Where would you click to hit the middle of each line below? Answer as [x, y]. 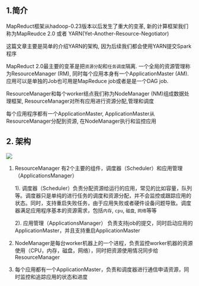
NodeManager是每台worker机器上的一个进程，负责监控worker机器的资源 [104, 243]
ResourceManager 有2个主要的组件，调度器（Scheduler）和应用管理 [99, 168]
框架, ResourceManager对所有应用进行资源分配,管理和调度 [82, 101]
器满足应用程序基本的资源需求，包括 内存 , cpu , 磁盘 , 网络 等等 [86, 210]
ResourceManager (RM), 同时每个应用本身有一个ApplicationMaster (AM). [100, 74]
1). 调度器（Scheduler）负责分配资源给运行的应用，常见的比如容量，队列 [103, 188]
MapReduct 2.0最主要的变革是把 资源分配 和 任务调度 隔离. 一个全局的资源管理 [96, 66]
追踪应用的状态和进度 [61, 277]
